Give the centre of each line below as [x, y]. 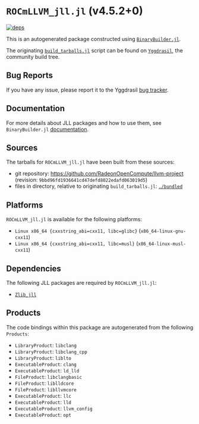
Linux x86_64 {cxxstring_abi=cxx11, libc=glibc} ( [78, 231]
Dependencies [34, 268]
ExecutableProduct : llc [43, 395]
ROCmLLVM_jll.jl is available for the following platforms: [74, 219]
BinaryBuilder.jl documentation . [48, 129]
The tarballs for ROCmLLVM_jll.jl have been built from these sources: [90, 162]
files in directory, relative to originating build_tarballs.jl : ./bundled [99, 186]
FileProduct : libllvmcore [46, 389]
